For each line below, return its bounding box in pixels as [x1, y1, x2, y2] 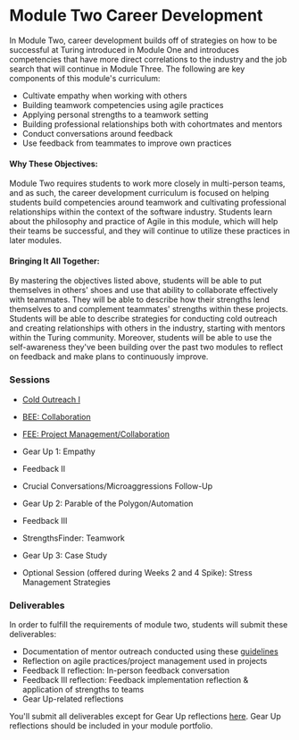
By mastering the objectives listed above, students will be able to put [9, 275, 262, 286]
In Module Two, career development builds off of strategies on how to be [9, 35, 278, 46]
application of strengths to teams [21, 684, 145, 694]
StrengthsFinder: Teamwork [21, 533, 125, 543]
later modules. [9, 235, 62, 246]
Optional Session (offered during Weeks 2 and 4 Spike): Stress [21, 567, 253, 577]
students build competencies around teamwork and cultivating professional [9, 198, 287, 208]
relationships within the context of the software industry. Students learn [9, 206, 273, 217]
